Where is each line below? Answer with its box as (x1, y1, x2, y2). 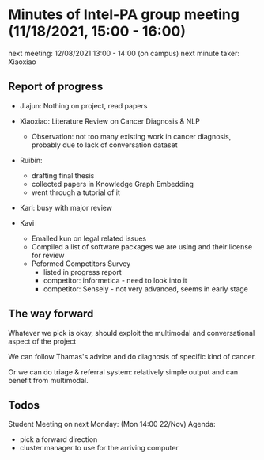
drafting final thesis (31, 170, 95, 180)
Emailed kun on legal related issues (31, 234, 147, 243)
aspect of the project (8, 336, 77, 346)
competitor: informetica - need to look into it (43, 276, 187, 285)
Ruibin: (19, 155, 43, 165)
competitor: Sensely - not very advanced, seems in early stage (43, 283, 249, 294)
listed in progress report (43, 267, 123, 276)
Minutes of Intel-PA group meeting (8, 6, 239, 24)
